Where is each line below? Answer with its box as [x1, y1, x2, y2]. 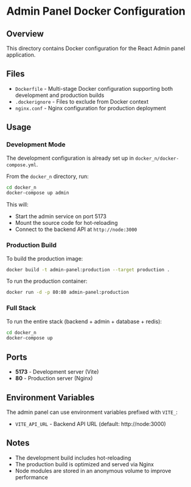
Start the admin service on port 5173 [15, 213, 106, 220]
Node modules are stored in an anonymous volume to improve [15, 467, 172, 474]
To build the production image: [6, 255, 83, 262]
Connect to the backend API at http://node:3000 [15, 226, 137, 233]
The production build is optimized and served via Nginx [15, 460, 154, 467]
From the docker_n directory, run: [6, 172, 89, 180]
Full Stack [6, 304, 36, 312]
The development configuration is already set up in [6, 154, 134, 162]
